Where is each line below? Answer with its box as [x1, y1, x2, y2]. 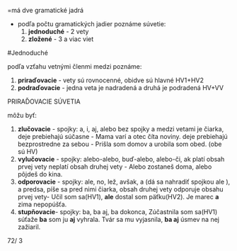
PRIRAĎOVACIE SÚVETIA [7, 97, 81, 106]
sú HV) [17, 147, 38, 155]
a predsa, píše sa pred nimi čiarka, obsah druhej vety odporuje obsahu [17, 185, 224, 194]
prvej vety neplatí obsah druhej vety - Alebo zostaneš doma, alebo [17, 162, 212, 171]
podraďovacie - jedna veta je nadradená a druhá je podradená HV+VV [17, 84, 224, 91]
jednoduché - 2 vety [28, 28, 89, 35]
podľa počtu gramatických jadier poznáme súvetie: [17, 20, 166, 28]
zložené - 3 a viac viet [28, 35, 94, 43]
